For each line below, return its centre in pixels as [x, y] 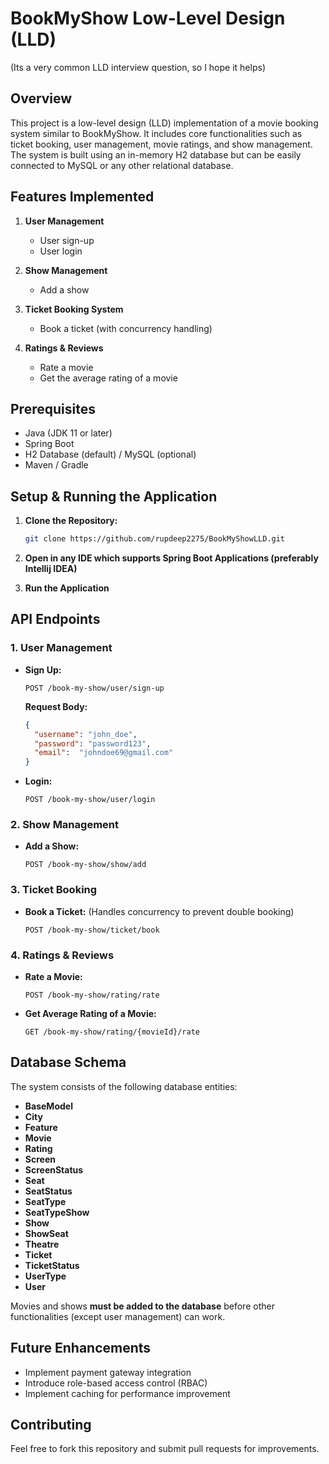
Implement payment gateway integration [108, 1372]
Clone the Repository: [71, 521]
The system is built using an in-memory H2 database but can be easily [156, 154]
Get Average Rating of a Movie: [90, 1014]
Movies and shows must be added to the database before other [142, 1306]
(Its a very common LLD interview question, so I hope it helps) [138, 67]
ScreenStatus [54, 1169]
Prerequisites [53, 408]
